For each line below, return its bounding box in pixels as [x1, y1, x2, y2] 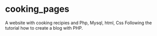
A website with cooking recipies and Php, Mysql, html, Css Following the [5, 20, 152, 26]
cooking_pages [5, 3, 70, 15]
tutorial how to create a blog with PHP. [5, 25, 83, 31]
